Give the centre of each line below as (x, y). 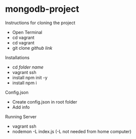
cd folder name (28, 67)
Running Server (21, 116)
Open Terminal (27, 32)
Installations (17, 57)
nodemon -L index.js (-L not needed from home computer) (72, 131)
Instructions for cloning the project (40, 23)
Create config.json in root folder (45, 102)
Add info (21, 107)
